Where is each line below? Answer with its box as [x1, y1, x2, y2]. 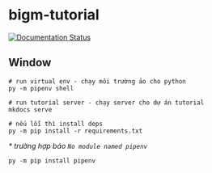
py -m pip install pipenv [8, 156, 95, 165]
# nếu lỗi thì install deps [8, 120, 104, 128]
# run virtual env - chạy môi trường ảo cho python [8, 77, 186, 86]
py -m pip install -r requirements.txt [8, 127, 143, 135]
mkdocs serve [8, 105, 53, 114]
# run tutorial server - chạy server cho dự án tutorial [8, 99, 205, 107]
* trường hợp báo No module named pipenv [8, 141, 148, 150]
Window [8, 56, 52, 70]
